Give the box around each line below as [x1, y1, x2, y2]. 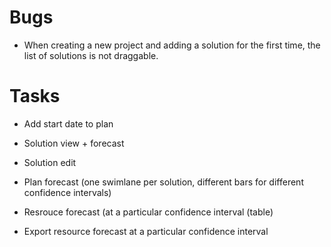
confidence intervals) [23, 186, 112, 198]
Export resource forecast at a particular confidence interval [23, 225, 269, 237]
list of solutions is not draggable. [23, 49, 159, 61]
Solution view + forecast [23, 137, 125, 149]
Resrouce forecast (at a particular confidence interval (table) [23, 206, 274, 218]
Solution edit [23, 156, 77, 168]
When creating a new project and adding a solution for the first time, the [23, 39, 321, 51]
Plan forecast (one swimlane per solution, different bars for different [23, 176, 304, 188]
